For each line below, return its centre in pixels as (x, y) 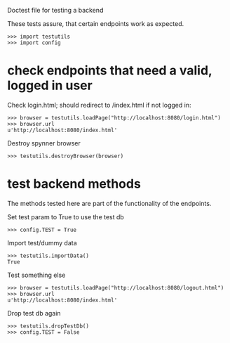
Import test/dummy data (42, 242)
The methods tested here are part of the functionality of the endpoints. (109, 203)
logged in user (50, 85)
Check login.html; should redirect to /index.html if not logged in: (99, 105)
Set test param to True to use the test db (66, 216)
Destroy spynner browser (44, 143)
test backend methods (74, 184)
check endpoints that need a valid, (110, 71)
